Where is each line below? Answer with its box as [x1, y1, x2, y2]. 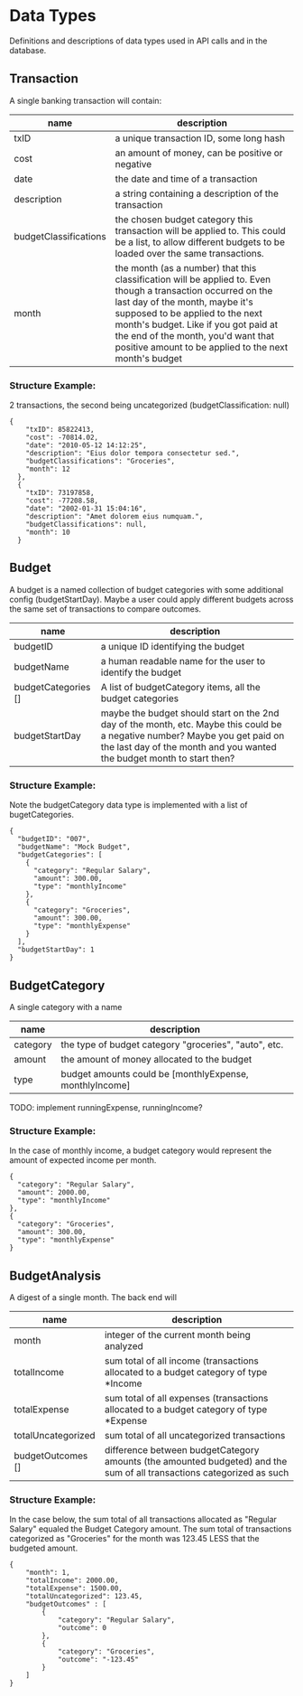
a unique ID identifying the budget [100, 640, 245, 652]
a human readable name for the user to [100, 654, 266, 667]
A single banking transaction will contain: [9, 95, 162, 106]
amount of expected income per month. [9, 1155, 157, 1166]
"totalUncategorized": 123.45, [25, 1592, 143, 1601]
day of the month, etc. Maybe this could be [100, 717, 282, 730]
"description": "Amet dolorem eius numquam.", [25, 512, 204, 521]
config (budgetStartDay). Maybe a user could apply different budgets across [9, 594, 295, 604]
